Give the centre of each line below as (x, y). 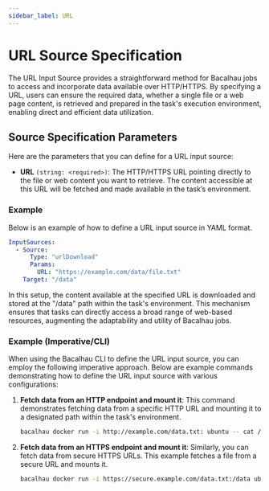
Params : (43, 265)
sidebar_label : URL (41, 16)
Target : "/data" (50, 280)
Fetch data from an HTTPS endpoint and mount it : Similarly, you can (134, 448)
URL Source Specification (95, 55)
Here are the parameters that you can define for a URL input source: (121, 157)
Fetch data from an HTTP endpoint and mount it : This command (127, 400)
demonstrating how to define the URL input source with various (113, 376)
